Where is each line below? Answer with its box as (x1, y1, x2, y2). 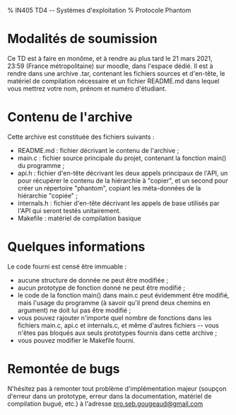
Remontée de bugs (7, 361, 120, 377)
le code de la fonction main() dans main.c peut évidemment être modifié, (17, 290, 230, 300)
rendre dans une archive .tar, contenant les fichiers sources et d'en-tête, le (7, 69, 225, 77)
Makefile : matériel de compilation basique (17, 214, 141, 222)
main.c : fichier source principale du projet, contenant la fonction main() (17, 154, 227, 162)
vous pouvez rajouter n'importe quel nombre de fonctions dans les (17, 313, 212, 322)
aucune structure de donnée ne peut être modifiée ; (17, 275, 169, 284)
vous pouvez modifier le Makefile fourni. (17, 336, 136, 344)
